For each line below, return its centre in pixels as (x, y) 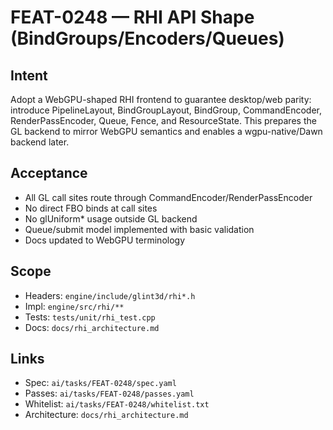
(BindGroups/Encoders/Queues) (147, 38)
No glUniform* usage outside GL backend (111, 218)
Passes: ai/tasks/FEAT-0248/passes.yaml (109, 393)
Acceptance (49, 173)
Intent (29, 75)
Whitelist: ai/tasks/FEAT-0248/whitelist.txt (117, 404)
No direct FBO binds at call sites (91, 208)
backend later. (40, 142)
